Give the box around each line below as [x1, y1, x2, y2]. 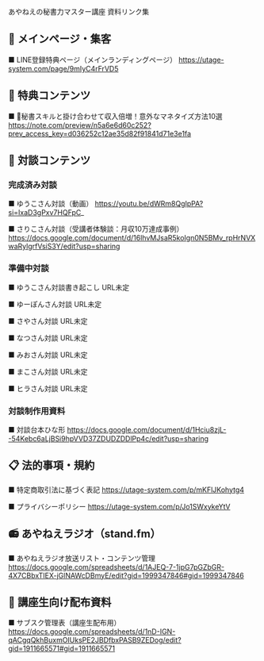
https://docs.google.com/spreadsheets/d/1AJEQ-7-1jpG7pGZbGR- [8, 562, 224, 571]
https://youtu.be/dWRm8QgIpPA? [94, 199, 204, 209]
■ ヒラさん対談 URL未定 [8, 383, 89, 393]
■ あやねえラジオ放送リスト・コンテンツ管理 [8, 553, 156, 563]
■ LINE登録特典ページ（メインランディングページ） [8, 55, 177, 64]
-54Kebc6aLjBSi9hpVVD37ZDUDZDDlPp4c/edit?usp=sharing [8, 433, 209, 443]
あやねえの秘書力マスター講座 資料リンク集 [8, 7, 149, 16]
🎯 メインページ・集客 [8, 33, 112, 46]
